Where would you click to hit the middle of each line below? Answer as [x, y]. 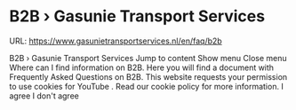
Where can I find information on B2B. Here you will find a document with [141, 67]
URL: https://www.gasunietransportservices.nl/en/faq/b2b [116, 41]
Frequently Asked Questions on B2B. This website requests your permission [148, 76]
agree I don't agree [44, 96]
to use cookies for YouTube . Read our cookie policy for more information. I [147, 86]
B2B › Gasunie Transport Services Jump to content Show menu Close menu [148, 58]
